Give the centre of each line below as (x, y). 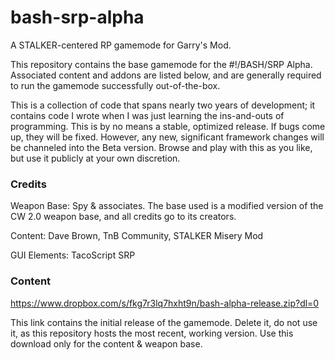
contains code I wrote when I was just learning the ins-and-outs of (147, 115)
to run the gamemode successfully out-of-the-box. (115, 85)
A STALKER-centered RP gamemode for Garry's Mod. (121, 45)
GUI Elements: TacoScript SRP (73, 255)
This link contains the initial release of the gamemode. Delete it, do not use (164, 322)
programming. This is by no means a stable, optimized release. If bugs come (168, 126)
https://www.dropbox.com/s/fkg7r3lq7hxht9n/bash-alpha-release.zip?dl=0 (165, 303)
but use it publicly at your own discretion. (95, 158)
